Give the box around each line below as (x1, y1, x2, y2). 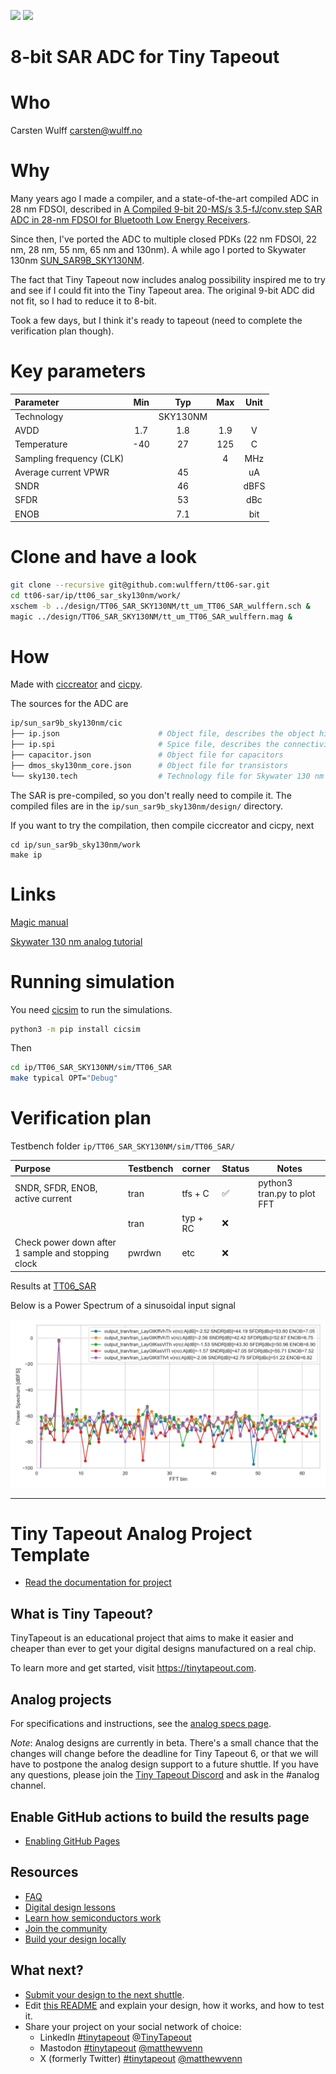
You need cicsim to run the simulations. (10, 1003, 173, 1015)
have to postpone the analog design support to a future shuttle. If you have (10, 1758, 319, 1770)
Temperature (14, 438, 68, 450)
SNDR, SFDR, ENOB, (14, 1182, 98, 1194)
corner (181, 1162, 211, 1174)
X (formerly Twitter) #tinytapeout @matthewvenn (39, 2052, 243, 2064)
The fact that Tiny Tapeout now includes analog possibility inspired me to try (10, 274, 326, 286)
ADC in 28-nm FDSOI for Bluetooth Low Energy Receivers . (10, 214, 251, 226)
